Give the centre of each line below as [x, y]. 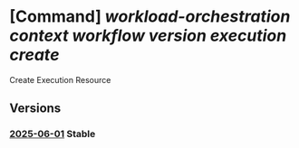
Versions [35, 109]
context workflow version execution [148, 36]
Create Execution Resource [60, 79]
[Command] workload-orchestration [150, 17]
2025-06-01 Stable [53, 134]
